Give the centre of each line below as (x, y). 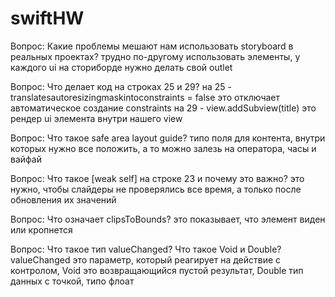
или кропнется (41, 229)
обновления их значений (63, 199)
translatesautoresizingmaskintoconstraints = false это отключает (145, 97)
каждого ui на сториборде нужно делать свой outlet (121, 67)
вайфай (26, 159)
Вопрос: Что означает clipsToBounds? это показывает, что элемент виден (168, 219)
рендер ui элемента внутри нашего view (96, 118)
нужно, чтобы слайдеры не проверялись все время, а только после (156, 189)
